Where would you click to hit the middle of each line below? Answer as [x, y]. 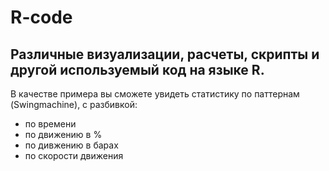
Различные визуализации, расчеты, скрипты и [165, 54]
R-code [41, 17]
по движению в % [63, 134]
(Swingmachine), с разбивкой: [74, 104]
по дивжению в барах [71, 145]
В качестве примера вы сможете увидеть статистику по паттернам [155, 94]
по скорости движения [74, 155]
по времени [50, 124]
